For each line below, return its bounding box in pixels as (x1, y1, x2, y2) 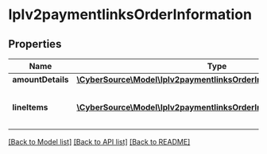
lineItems (12, 102, 48, 113)
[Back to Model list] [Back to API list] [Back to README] (8, 137, 191, 146)
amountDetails (12, 74, 69, 85)
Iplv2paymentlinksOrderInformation (8, 6, 253, 24)
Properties (8, 37, 62, 51)
